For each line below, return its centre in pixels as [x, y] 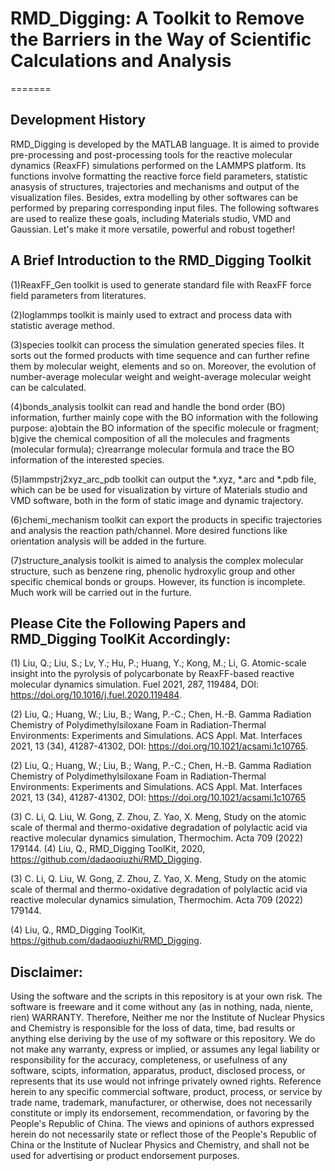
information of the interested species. [87, 459]
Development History [78, 120]
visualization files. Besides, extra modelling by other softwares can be [154, 197]
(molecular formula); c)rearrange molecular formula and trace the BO [152, 449]
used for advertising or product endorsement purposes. [125, 1156]
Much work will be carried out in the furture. [101, 592]
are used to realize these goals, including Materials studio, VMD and [151, 218]
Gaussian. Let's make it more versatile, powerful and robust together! [153, 229]
